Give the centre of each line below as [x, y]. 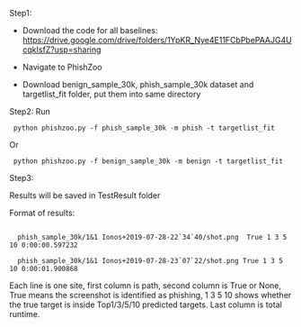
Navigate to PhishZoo [62, 67]
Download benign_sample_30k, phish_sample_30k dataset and [138, 84]
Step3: [22, 178]
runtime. [25, 314]
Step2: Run [30, 111]
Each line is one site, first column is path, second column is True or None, [145, 286]
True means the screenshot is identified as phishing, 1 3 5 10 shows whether [150, 295]
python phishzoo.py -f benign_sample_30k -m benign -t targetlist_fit [148, 161]
